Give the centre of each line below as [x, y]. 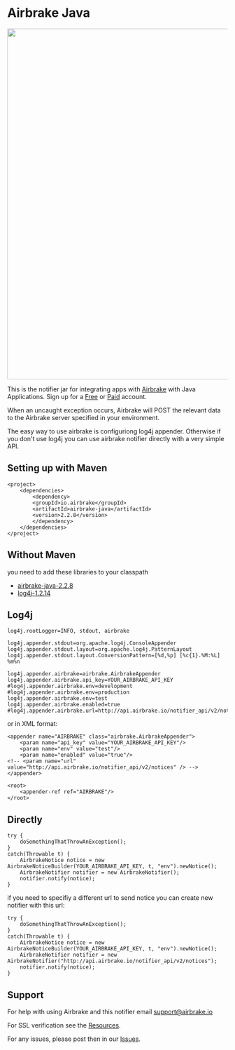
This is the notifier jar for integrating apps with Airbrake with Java [101, 389]
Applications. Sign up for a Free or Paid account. [77, 396]
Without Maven [42, 555]
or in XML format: [33, 724]
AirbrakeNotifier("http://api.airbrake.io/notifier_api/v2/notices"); [112, 961]
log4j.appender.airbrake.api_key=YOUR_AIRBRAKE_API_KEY [90, 680]
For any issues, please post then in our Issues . [74, 1039]
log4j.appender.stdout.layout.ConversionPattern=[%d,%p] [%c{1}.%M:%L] [114, 656]
